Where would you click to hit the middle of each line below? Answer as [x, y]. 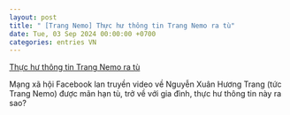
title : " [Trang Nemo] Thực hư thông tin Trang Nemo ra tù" [122, 26]
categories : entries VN [53, 42]
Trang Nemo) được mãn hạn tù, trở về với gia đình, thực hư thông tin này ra [145, 94]
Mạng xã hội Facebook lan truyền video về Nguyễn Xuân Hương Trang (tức [145, 84]
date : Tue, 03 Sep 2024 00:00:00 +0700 [83, 34]
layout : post [33, 17]
